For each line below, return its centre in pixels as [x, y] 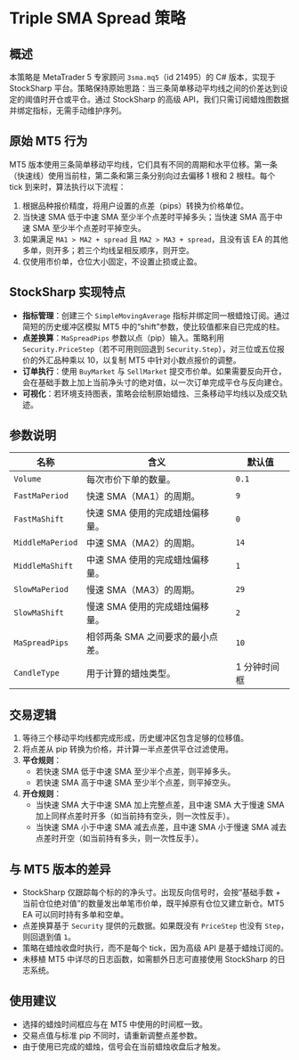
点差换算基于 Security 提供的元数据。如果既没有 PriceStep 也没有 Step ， [155, 926]
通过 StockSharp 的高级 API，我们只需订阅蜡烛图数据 [192, 99]
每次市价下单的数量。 [131, 480]
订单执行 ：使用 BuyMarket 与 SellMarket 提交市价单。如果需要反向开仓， [154, 371]
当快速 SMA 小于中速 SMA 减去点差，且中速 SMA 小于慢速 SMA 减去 [161, 827]
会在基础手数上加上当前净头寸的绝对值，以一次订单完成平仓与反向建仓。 [154, 382]
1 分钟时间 [258, 667]
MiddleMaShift [44, 566]
